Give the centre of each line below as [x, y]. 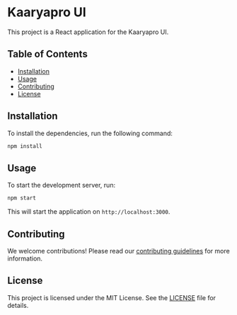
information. [25, 258]
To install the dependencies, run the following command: [90, 133]
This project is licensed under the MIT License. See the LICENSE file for [112, 297]
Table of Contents [48, 54]
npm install [25, 146]
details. [18, 305]
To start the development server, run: [61, 185]
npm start [22, 198]
